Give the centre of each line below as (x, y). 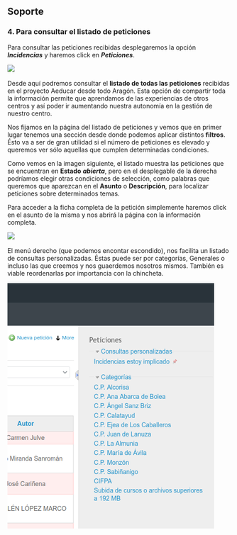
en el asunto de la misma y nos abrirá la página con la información (104, 215)
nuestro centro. (30, 113)
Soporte (26, 12)
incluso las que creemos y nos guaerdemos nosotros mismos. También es (116, 266)
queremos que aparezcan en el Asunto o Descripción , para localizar (108, 186)
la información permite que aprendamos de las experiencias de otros (108, 98)
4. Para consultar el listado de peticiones (79, 32)
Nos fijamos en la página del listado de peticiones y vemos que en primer (115, 127)
